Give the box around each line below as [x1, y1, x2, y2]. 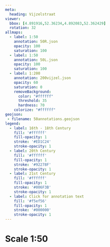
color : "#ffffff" [18, 94, 54, 99]
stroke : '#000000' [14, 208, 51, 213]
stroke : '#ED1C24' [14, 139, 51, 145]
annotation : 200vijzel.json [14, 75, 71, 80]
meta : [5, 7, 16, 12]
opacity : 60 [14, 80, 38, 85]
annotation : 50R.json [14, 39, 58, 44]
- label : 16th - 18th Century [9, 125, 71, 130]
